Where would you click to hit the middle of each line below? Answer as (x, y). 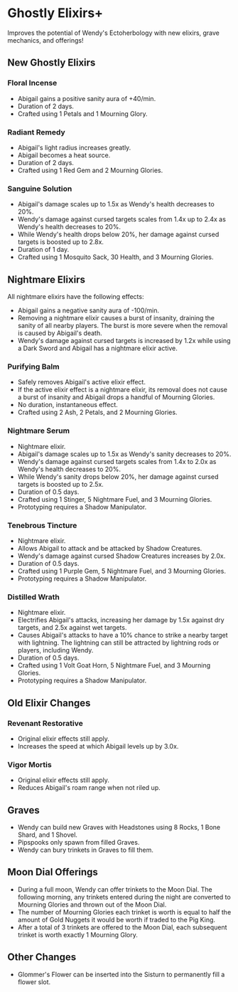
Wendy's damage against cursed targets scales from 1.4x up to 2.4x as (121, 219)
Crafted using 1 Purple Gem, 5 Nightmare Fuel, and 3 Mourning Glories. (121, 571)
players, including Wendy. (55, 650)
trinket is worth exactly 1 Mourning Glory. (78, 934)
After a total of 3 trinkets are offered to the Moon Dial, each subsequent (122, 927)
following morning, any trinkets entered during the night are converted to (124, 897)
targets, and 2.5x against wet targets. (72, 628)
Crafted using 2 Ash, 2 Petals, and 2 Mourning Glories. (97, 412)
